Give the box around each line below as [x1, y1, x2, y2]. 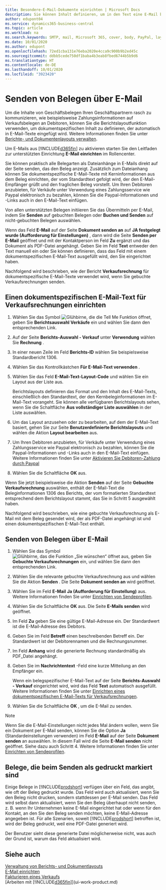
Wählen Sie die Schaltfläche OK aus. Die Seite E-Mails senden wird [12, 603, 150, 609]
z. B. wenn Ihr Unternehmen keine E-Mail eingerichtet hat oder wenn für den [5, 805, 161, 811]
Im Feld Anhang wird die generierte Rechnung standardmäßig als [12, 648, 146, 654]
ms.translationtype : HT [5, 58, 54, 63]
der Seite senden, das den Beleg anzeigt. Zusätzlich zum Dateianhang [5, 166, 148, 172]
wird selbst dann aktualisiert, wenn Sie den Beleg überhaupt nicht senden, [5, 800, 157, 806]
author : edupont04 [5, 16, 43, 21]
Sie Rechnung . [12, 339, 44, 345]
